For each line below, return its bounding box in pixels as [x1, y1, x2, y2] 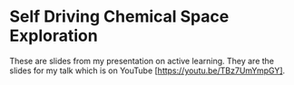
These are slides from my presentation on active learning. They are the [9, 55, 275, 66]
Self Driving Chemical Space [9, 6, 230, 27]
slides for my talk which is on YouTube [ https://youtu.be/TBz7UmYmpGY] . [9, 65, 286, 76]
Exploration [9, 25, 98, 46]
